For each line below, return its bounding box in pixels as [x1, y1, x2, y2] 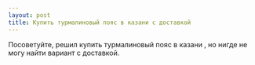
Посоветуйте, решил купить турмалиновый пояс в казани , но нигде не [8, 39, 248, 49]
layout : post [8, 11, 51, 19]
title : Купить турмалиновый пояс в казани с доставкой [8, 19, 191, 26]
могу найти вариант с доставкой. [8, 48, 120, 57]
